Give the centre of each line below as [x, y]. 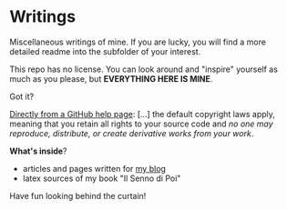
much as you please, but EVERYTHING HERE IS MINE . [111, 78]
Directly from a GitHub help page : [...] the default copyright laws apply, [143, 114]
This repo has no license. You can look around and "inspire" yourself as [143, 69]
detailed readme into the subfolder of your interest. [105, 51]
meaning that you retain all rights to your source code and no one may [141, 124]
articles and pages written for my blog [94, 168]
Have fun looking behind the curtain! [78, 195]
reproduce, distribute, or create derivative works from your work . [132, 133]
